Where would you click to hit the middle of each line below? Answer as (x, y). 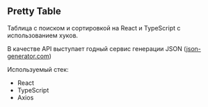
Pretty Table (34, 11)
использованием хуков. (43, 35)
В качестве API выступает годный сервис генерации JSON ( (97, 48)
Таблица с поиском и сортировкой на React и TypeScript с (94, 28)
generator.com (29, 56)
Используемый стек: (38, 69)
